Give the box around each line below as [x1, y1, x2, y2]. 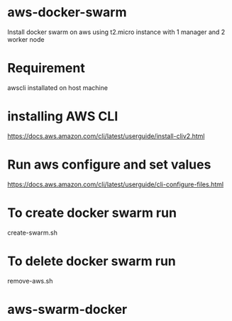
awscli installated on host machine [7, 83, 109, 92]
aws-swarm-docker [7, 301, 128, 317]
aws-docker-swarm [7, 4, 127, 21]
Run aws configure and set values [7, 157, 211, 172]
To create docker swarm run [7, 205, 177, 220]
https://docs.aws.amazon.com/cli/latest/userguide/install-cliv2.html [7, 132, 205, 140]
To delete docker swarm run [7, 253, 176, 269]
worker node [7, 35, 45, 43]
